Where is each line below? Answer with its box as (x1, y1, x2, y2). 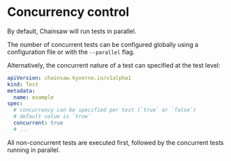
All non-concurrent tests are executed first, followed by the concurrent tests (7, 138, 224, 146)
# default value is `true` (13, 113, 91, 120)
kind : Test (7, 81, 39, 88)
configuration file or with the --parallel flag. (7, 48, 135, 56)
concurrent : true (13, 120, 64, 126)
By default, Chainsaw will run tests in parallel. (7, 27, 137, 35)
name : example (13, 94, 54, 101)
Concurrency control (7, 4, 129, 20)
